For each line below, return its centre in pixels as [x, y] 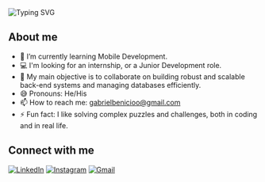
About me [33, 38]
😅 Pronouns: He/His [53, 93]
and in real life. [44, 125]
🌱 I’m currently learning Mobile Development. [94, 56]
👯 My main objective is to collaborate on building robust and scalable [132, 76]
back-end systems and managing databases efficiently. [110, 85]
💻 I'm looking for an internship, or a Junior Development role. [121, 65]
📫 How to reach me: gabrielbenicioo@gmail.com [100, 102]
